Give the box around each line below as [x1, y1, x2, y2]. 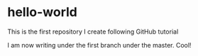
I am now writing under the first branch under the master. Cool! [7, 41, 192, 49]
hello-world [7, 4, 78, 20]
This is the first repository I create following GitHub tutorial [7, 27, 179, 36]
